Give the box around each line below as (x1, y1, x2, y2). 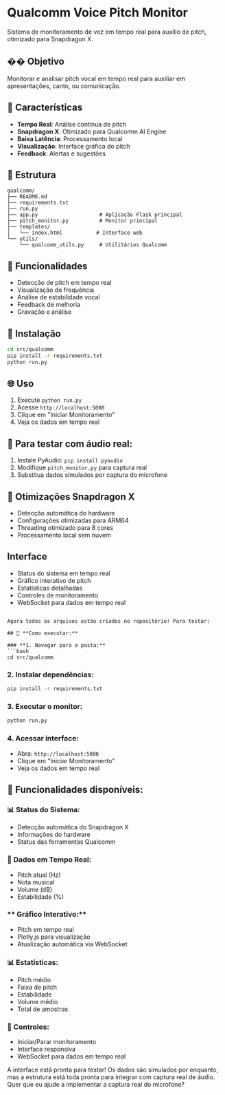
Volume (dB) (16, 885, 53, 893)
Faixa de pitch (16, 983, 57, 992)
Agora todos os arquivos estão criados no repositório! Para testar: (7, 617, 211, 624)
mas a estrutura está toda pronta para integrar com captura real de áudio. (7, 1073, 215, 1081)
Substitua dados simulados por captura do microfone (16, 471, 168, 479)
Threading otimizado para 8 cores (16, 524, 113, 532)
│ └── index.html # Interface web (7, 229, 143, 237)
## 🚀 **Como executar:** (7, 630, 78, 637)
